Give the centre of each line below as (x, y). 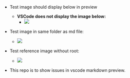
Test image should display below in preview (53, 7)
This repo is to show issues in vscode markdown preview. (67, 70)
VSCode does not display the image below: (61, 16)
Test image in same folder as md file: (46, 31)
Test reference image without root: (44, 51)
